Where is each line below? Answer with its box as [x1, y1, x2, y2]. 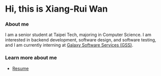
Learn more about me [5, 55, 57, 61]
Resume [12, 65, 29, 71]
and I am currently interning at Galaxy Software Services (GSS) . [5, 42, 134, 48]
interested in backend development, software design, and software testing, [5, 37, 157, 43]
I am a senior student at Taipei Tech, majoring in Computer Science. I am [5, 32, 152, 38]
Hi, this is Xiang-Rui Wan [5, 3, 108, 15]
